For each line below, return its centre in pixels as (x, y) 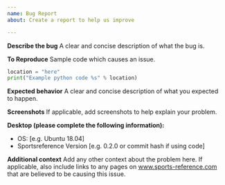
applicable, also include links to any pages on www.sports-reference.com (112, 167)
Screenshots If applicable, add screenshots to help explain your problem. (112, 112)
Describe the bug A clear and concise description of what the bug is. (106, 46)
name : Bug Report (32, 13)
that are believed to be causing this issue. (66, 174)
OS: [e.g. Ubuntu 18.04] (51, 139)
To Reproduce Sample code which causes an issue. (81, 59)
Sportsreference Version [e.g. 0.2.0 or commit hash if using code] (111, 146)
